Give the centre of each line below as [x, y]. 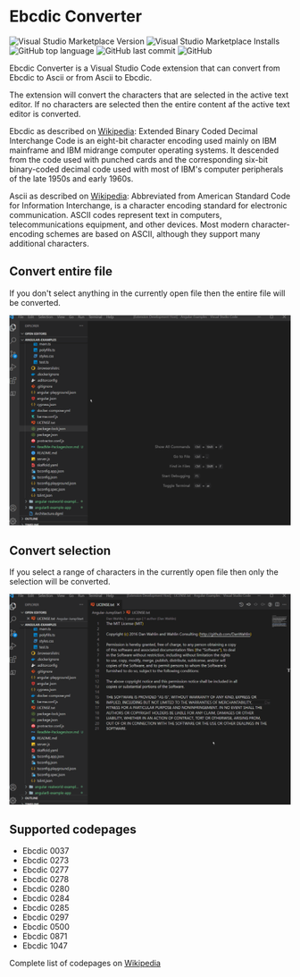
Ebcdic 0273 [46, 861]
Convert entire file [61, 271]
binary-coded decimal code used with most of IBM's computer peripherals [146, 169]
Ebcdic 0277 [46, 870]
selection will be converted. [60, 582]
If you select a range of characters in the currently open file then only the [144, 572]
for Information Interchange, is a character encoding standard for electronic [148, 205]
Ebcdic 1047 [45, 946]
